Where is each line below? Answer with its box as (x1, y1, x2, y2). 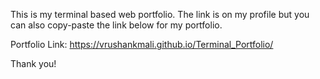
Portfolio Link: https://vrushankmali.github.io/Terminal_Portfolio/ (10, 39, 274, 50)
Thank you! (10, 58, 57, 69)
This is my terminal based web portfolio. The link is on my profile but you (10, 9, 310, 20)
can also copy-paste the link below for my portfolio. (10, 19, 223, 31)
